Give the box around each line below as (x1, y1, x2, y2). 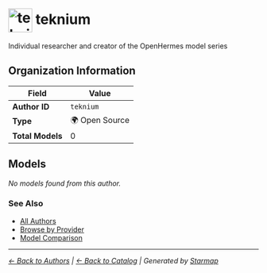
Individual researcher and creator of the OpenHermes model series (8, 40, 228, 51)
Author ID (12, 101, 50, 112)
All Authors (19, 216, 57, 225)
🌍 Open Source (70, 114, 130, 125)
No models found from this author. (8, 179, 122, 188)
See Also (8, 198, 44, 210)
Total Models (12, 130, 63, 141)
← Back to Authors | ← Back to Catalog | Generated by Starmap (8, 256, 219, 265)
